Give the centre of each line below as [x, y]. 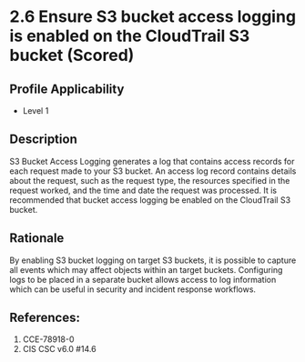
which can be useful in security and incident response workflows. [133, 289]
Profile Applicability [67, 89]
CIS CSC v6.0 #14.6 [60, 349]
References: [45, 318]
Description [43, 140]
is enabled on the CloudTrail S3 [130, 36]
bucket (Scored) [72, 55]
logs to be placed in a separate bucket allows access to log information [143, 279]
